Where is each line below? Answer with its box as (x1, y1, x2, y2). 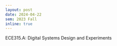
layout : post (5, 7, 33, 12)
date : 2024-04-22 (5, 12, 42, 17)
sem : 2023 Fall (5, 16, 37, 21)
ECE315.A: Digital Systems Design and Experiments (5, 35, 112, 41)
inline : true (5, 21, 33, 26)
